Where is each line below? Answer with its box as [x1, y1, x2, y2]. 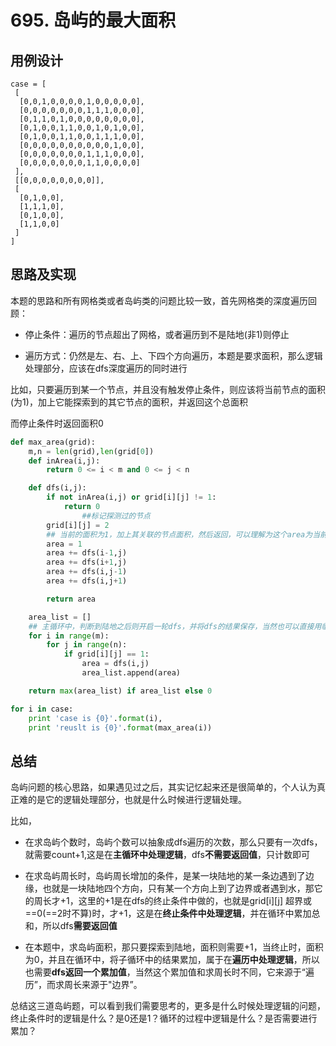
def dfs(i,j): [28, 483, 87, 493]
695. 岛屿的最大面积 [10, 9, 177, 32]
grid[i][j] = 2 [46, 520, 110, 530]
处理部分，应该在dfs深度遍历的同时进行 [24, 362, 188, 374]
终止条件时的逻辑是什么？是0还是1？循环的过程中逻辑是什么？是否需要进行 [10, 1012, 318, 1025]
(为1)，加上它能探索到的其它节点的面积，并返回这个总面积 [10, 396, 248, 408]
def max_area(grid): [10, 437, 97, 447]
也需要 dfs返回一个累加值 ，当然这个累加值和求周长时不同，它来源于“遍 [24, 966, 315, 978]
